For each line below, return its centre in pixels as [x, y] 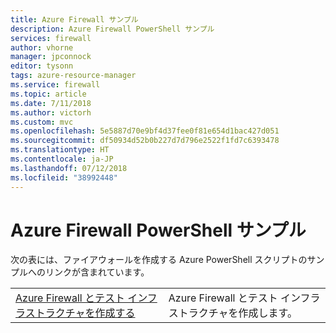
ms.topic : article [48, 94]
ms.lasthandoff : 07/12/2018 [69, 168]
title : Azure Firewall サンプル [74, 19]
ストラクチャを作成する [80, 313]
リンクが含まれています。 [97, 272]
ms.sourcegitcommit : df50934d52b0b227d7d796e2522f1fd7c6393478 [145, 141]
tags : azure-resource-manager [73, 76]
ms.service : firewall [55, 85]
